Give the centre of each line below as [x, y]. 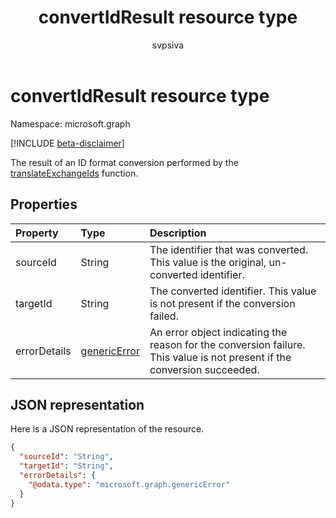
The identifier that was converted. [229, 249]
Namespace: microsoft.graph [70, 123]
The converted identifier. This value [233, 291]
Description [178, 233]
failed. [164, 316]
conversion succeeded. [204, 369]
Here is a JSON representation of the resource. [107, 429]
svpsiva [168, 45]
